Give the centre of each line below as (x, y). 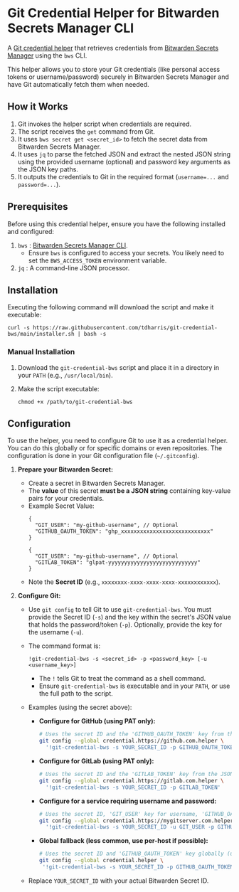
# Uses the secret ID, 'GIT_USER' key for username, (119, 814)
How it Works (38, 107)
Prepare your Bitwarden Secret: (65, 469)
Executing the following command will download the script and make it (111, 307)
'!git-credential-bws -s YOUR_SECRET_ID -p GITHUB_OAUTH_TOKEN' (139, 867)
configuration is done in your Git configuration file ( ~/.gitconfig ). (103, 456)
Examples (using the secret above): (80, 707)
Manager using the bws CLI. (47, 55)
